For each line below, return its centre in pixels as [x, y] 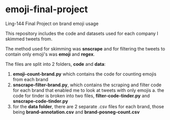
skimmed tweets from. [29, 39]
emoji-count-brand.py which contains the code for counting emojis [84, 74]
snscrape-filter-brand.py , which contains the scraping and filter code [87, 85]
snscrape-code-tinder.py [40, 101]
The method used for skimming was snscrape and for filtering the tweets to [85, 49]
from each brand [30, 79]
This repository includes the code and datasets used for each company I [82, 33]
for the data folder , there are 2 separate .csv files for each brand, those [88, 106]
